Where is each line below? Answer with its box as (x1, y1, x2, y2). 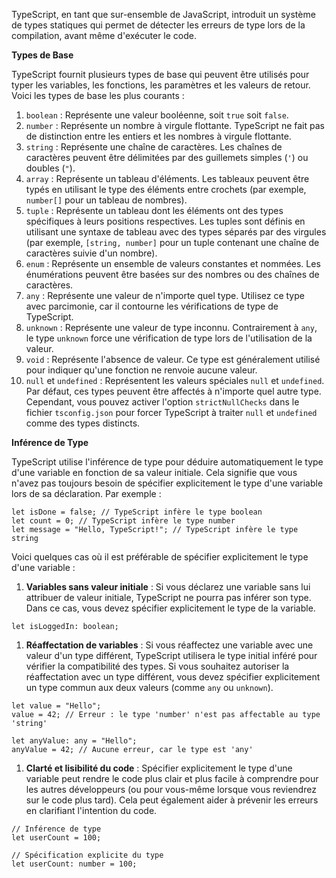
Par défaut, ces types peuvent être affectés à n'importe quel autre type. (25, 385, 322, 397)
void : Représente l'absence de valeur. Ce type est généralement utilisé (25, 354, 321, 365)
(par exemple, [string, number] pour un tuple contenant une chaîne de (25, 237, 320, 248)
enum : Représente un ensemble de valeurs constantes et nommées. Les (25, 258, 321, 269)
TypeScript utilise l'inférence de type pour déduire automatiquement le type (11, 456, 324, 468)
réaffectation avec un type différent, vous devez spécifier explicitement (25, 671, 321, 683)
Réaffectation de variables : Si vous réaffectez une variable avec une (25, 639, 314, 651)
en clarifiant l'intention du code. (25, 805, 158, 816)
